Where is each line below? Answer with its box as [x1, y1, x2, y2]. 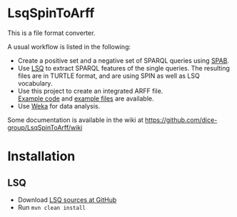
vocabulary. [17, 79, 53, 87]
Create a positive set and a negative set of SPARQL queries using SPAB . [17, 56, 230, 65]
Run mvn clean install [17, 203, 86, 211]
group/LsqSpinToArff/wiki [7, 123, 83, 131]
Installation [7, 148, 76, 165]
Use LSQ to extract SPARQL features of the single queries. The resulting [17, 64, 231, 72]
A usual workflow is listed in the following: [7, 42, 131, 51]
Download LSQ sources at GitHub [17, 195, 117, 204]
